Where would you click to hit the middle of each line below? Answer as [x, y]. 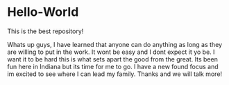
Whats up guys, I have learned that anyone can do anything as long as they [115, 44]
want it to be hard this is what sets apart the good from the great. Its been [113, 59]
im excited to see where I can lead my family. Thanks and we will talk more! [115, 74]
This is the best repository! [45, 31]
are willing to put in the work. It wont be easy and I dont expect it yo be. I [111, 52]
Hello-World [43, 12]
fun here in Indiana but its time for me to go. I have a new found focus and [113, 66]
